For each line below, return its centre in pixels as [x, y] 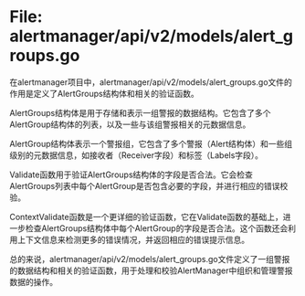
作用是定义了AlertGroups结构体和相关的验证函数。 [104, 93]
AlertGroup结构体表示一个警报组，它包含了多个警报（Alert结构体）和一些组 [151, 143]
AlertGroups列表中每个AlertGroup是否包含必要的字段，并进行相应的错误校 [149, 185]
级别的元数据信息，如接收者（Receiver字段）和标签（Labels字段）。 [136, 155]
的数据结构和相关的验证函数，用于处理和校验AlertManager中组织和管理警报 [151, 270]
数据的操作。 [33, 281]
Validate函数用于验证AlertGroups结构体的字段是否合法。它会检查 [131, 174]
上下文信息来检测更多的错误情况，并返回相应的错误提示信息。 [133, 239]
